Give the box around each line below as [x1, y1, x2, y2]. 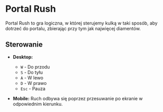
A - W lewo [20, 75, 44, 81]
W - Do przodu [20, 63, 50, 70]
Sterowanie [5, 40, 43, 49]
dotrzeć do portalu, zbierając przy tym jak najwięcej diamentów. [5, 25, 141, 31]
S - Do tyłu [20, 69, 43, 75]
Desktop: [12, 54, 33, 60]
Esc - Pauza [20, 85, 46, 92]
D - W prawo [20, 80, 47, 86]
